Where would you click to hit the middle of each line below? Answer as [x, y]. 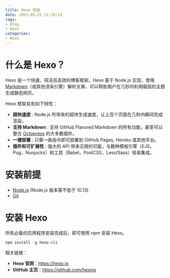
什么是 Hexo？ [35, 65]
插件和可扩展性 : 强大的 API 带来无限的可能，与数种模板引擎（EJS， [83, 146]
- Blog [12, 24]
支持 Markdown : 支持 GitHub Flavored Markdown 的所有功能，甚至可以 [88, 127]
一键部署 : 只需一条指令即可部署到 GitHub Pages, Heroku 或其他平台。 [86, 140]
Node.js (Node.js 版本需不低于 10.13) [50, 190]
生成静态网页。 [21, 92]
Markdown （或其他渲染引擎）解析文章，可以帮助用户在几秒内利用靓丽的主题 [85, 86]
